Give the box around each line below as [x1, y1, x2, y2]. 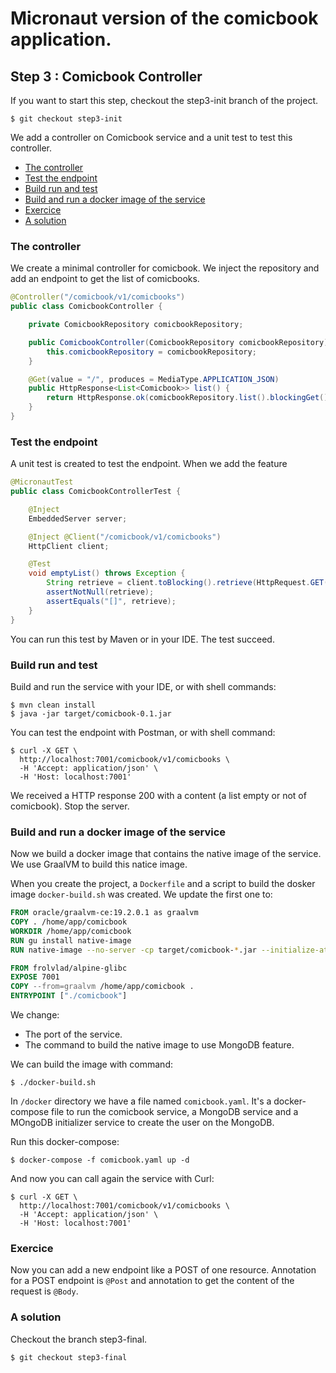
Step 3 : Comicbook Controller [10, 68, 203, 85]
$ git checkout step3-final [10, 1352, 128, 1362]
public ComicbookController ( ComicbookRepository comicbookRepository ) [28, 337, 329, 347]
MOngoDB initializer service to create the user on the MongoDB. [10, 1117, 275, 1129]
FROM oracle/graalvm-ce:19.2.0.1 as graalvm [10, 908, 199, 918]
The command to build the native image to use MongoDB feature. [24, 1039, 295, 1051]
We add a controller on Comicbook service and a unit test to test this [10, 132, 293, 143]
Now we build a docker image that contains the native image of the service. [10, 848, 322, 860]
